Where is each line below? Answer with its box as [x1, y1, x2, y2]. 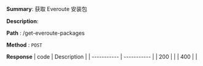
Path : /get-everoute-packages [6, 29, 85, 37]
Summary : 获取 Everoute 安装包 [6, 5, 88, 12]
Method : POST [6, 42, 43, 48]
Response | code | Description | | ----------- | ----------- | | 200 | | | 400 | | [6, 53, 197, 60]
